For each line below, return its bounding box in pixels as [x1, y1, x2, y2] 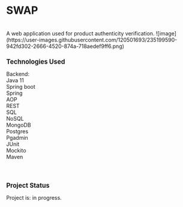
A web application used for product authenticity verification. [6, 29, 155, 37]
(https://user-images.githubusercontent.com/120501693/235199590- [6, 36, 178, 43]
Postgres [6, 128, 29, 135]
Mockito [6, 147, 26, 154]
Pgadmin [6, 134, 28, 142]
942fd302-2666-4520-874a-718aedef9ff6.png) [6, 43, 125, 50]
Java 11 [6, 77, 24, 84]
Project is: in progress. [6, 194, 62, 201]
